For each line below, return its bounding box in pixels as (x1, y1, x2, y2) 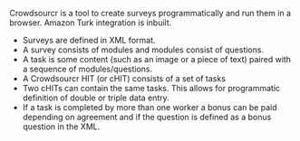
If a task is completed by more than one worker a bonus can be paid (22, 102, 278, 112)
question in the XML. (22, 121, 101, 132)
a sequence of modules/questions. (22, 63, 153, 74)
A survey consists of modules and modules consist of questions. (22, 44, 265, 55)
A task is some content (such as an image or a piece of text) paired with (22, 54, 292, 64)
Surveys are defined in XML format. (22, 35, 156, 45)
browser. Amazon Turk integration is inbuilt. (9, 17, 172, 28)
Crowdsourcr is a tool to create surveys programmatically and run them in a (9, 8, 292, 18)
